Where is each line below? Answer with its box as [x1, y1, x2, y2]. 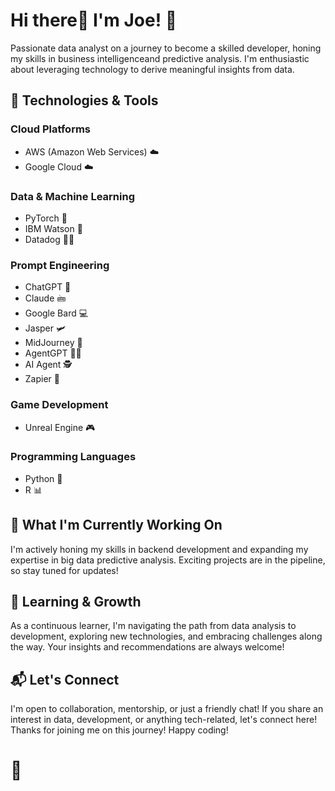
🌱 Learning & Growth [10, 594, 142, 611]
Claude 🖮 [24, 292, 67, 304]
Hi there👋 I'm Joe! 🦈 [10, 9, 178, 32]
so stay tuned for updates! [10, 564, 119, 576]
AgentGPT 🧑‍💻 [24, 347, 82, 359]
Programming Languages [10, 450, 137, 464]
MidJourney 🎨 [24, 337, 83, 349]
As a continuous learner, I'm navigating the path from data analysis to [10, 620, 297, 632]
